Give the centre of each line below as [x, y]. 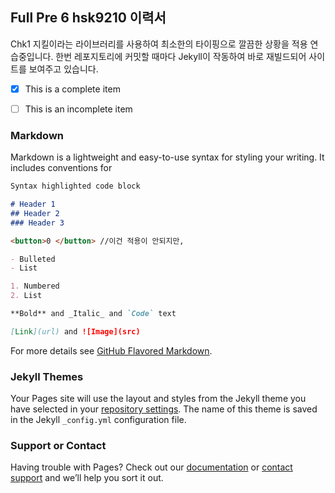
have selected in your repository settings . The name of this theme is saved [164, 409]
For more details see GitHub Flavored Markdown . [111, 350]
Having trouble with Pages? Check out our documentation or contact [151, 467]
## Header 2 [35, 213]
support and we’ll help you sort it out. [87, 478]
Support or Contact [58, 446]
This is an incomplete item [78, 109]
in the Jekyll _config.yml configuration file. [98, 420]
